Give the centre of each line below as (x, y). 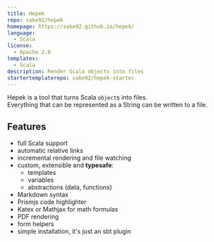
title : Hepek (26, 13)
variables (41, 180)
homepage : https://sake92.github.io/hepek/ (71, 26)
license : (20, 46)
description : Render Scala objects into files (75, 71)
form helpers (35, 224)
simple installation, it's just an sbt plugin (74, 232)
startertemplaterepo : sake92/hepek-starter (71, 78)
